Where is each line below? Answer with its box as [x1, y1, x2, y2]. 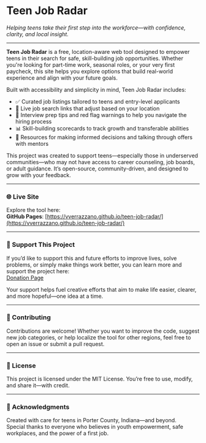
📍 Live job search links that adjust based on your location [15, 105, 160, 112]
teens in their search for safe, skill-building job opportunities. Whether [6, 55, 184, 62]
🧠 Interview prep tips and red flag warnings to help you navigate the [15, 111, 187, 118]
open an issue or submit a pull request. [6, 340, 105, 347]
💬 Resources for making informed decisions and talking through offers [15, 133, 193, 141]
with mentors [15, 140, 49, 147]
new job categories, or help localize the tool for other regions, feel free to [6, 333, 191, 341]
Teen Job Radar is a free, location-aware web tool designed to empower [6, 48, 190, 55]
